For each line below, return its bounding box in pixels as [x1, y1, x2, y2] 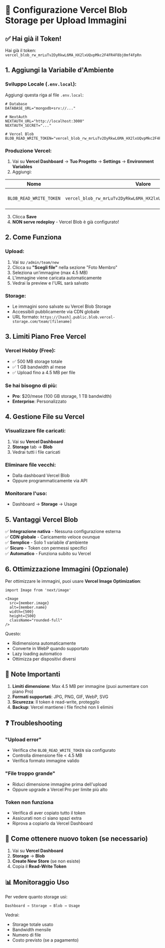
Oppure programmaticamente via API [12, 477, 87, 483]
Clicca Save [12, 213, 37, 219]
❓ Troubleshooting [5, 719, 62, 727]
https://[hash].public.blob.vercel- [40, 315, 115, 320]
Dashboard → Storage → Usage [12, 501, 78, 507]
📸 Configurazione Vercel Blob [5, 4, 128, 16]
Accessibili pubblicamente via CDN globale [12, 308, 100, 314]
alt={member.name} [9, 605, 48, 610]
